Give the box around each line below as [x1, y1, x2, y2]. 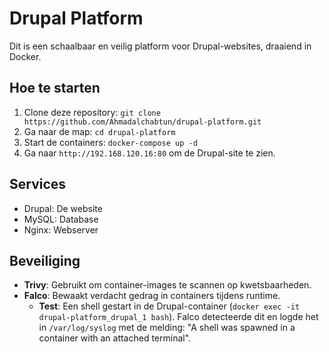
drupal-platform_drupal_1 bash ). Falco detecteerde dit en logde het [38, 311, 319, 323]
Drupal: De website [23, 202, 103, 214]
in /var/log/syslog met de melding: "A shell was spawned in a [38, 322, 296, 334]
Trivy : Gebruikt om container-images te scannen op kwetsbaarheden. [23, 279, 312, 291]
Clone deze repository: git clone [23, 106, 161, 118]
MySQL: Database [23, 213, 99, 225]
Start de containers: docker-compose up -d [23, 136, 198, 148]
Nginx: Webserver [23, 223, 99, 236]
